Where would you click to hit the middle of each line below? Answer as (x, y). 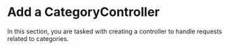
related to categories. (38, 38)
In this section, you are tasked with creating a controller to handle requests (114, 31)
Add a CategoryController (83, 12)
